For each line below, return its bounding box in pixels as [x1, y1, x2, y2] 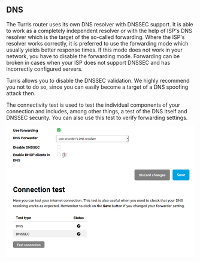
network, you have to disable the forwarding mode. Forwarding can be [6, 52, 180, 59]
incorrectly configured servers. [6, 65, 83, 73]
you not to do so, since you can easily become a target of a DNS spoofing [6, 83, 189, 91]
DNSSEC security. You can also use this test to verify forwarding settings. [6, 114, 188, 121]
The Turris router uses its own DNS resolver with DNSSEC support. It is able [6, 20, 193, 28]
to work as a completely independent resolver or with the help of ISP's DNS [6, 27, 193, 34]
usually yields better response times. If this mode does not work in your [6, 46, 183, 53]
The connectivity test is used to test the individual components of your [6, 101, 181, 109]
